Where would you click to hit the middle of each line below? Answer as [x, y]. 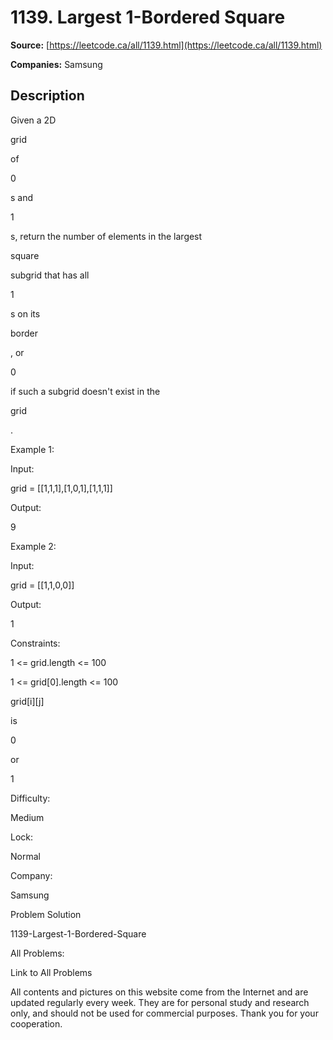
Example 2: [33, 546]
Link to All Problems [51, 972]
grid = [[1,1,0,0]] [42, 585]
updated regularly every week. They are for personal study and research [160, 1002]
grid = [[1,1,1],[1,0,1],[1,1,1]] [61, 488]
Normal [25, 856]
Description [47, 96]
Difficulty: [30, 798]
